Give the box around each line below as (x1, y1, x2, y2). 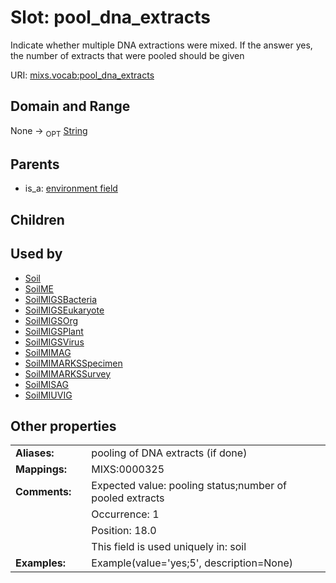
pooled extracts (91, 491, 165, 505)
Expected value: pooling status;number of (91, 479, 287, 493)
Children (10, 211, 65, 228)
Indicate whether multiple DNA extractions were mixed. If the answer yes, (10, 39, 313, 51)
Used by (10, 246, 63, 263)
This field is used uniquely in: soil (91, 540, 247, 554)
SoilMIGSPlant (24, 325, 84, 337)
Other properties (10, 417, 117, 435)
